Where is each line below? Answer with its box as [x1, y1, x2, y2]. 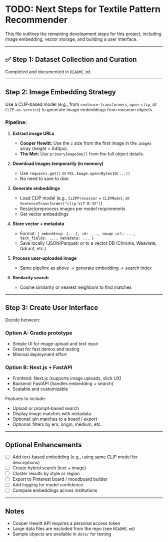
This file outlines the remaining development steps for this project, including [5, 31, 161, 37]
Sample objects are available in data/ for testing [12, 531, 111, 537]
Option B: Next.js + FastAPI [5, 364, 72, 371]
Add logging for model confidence [12, 482, 83, 488]
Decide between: [5, 317, 40, 323]
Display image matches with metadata [12, 411, 91, 417]
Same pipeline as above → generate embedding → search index [19, 265, 152, 271]
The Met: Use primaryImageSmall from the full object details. [19, 150, 144, 156]
